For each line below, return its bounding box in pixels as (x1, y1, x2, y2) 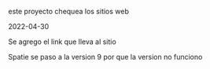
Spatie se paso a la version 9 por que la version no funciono (8, 53, 203, 61)
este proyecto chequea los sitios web (8, 7, 130, 16)
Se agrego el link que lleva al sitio (8, 37, 116, 46)
